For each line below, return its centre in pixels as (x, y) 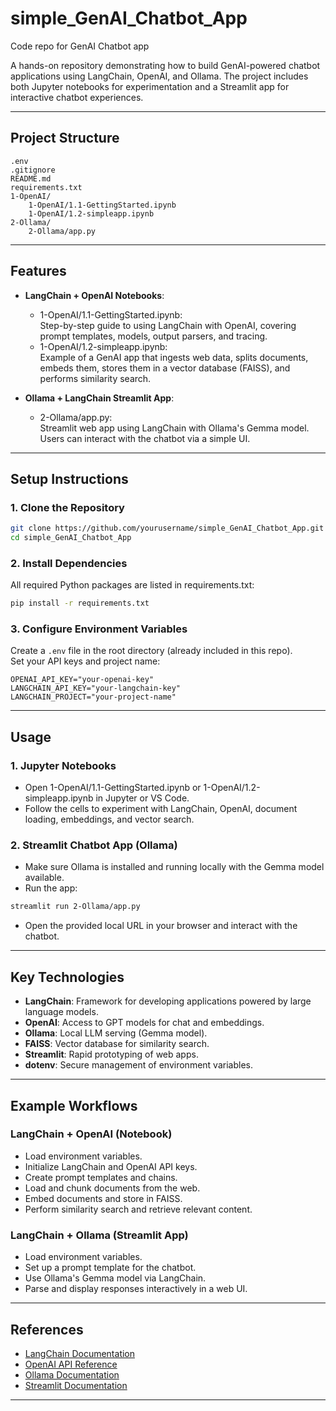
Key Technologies (67, 977)
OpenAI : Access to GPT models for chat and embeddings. (144, 1023)
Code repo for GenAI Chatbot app (80, 46)
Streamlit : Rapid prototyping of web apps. (111, 1054)
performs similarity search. (95, 378)
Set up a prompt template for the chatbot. (110, 1268)
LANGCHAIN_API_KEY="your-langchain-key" (96, 688)
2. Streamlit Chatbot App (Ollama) (94, 845)
